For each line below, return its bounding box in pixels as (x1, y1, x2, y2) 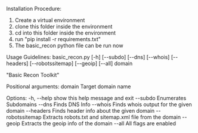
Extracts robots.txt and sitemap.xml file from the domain (42, 113, 181, 120)
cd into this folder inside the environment (14, 29, 116, 36)
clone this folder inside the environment (14, 23, 113, 30)
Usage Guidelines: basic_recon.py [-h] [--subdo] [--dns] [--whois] (6, 54, 170, 60)
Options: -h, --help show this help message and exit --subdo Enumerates (6, 95, 187, 101)
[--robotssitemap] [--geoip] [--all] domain (29, 60, 133, 67)
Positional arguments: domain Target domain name (6, 83, 131, 90)
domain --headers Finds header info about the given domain (6, 107, 155, 114)
